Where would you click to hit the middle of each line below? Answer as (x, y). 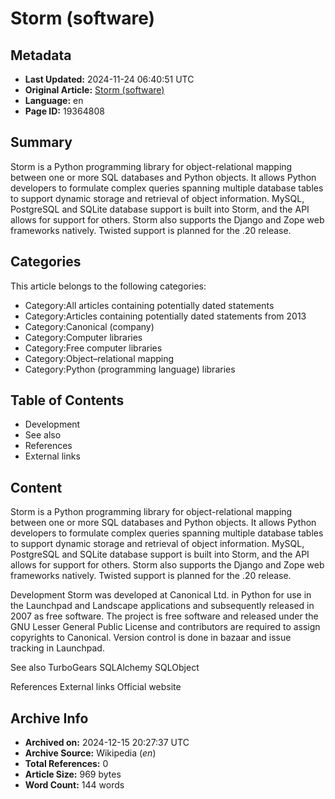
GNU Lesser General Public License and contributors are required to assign (165, 627)
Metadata (41, 55)
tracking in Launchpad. (57, 648)
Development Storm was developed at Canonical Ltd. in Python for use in (161, 595)
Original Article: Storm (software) (94, 90)
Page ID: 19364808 (64, 111)
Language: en (54, 100)
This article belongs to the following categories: (108, 286)
